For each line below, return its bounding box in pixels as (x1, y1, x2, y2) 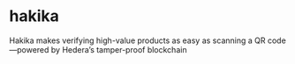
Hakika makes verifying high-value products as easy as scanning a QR (9, 35, 266, 46)
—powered (9, 44, 49, 54)
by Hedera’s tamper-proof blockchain (50, 44, 187, 54)
